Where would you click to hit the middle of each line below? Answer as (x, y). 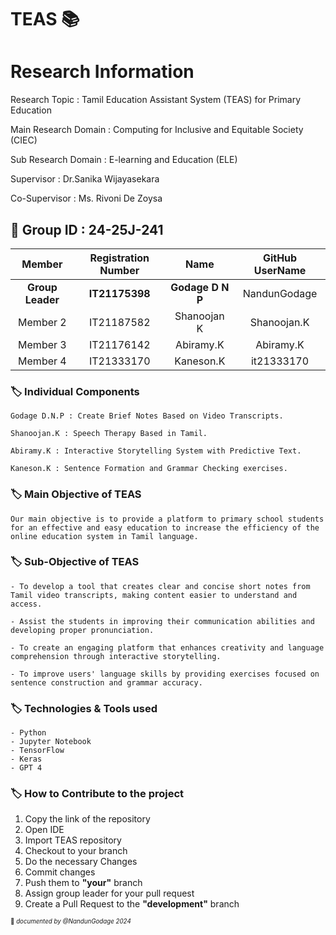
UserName (280, 270)
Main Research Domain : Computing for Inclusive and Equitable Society (157, 130)
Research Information (102, 72)
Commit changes (60, 872)
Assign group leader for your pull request (109, 893)
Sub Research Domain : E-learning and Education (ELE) (124, 160)
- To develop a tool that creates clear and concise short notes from (160, 586)
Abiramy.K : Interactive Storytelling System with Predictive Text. (156, 451)
